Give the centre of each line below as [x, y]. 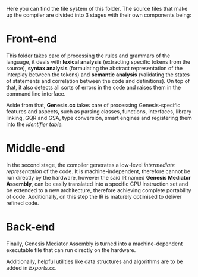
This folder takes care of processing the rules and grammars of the [88, 56]
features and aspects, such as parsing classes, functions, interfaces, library [99, 111]
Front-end [32, 39]
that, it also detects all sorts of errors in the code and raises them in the [94, 87]
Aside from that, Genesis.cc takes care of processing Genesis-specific [93, 105]
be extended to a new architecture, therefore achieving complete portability [99, 190]
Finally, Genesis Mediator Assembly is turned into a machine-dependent [95, 244]
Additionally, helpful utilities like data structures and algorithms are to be [95, 261]
